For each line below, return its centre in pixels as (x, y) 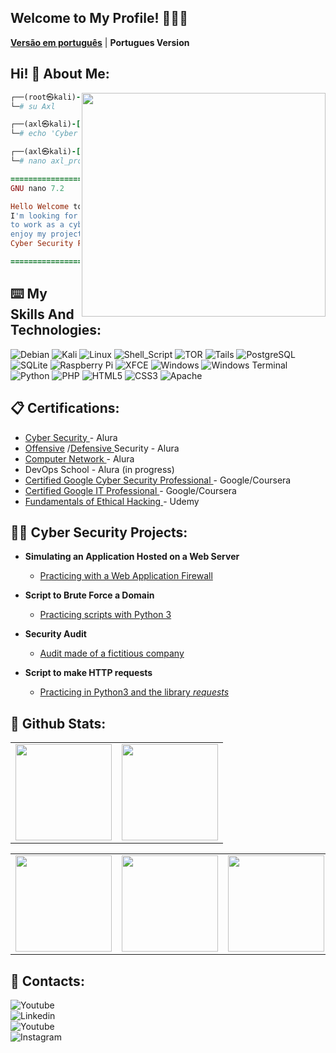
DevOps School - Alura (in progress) (99, 469)
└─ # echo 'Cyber (44, 134)
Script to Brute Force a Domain (89, 595)
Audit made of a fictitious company (112, 653)
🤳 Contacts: (47, 981)
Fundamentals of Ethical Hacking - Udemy (112, 501)
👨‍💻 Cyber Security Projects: (99, 532)
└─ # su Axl (33, 106)
